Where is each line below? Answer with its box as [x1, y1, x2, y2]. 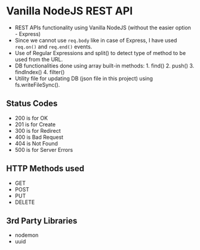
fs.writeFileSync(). [14, 81, 60, 88]
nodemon [14, 231, 39, 239]
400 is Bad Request [14, 133, 64, 141]
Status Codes [6, 99, 58, 109]
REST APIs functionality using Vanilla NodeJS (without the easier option [14, 24, 191, 31]
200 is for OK [14, 114, 48, 121]
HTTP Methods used [6, 163, 85, 174]
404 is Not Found [14, 139, 59, 147]
